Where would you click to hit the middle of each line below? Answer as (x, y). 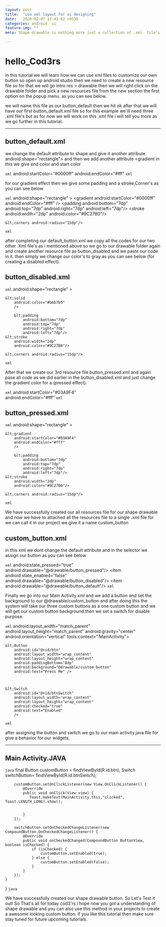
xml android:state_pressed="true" (39, 565)
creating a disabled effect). (33, 261)
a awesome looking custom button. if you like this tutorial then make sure (80, 914)
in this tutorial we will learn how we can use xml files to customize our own (81, 75)
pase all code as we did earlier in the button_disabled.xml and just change (80, 377)
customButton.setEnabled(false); (75, 862)
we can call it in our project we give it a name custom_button (67, 523)
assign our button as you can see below (46, 555)
